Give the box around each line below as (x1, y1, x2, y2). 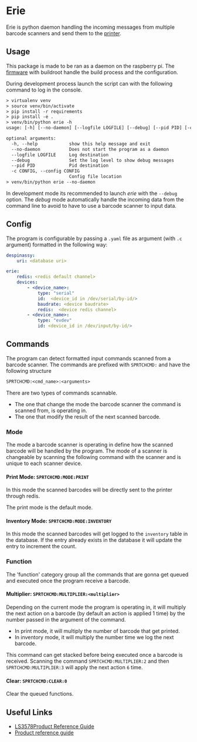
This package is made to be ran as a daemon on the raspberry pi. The (6, 62, 175, 69)
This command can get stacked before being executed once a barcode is (6, 651, 183, 658)
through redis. (6, 493, 40, 500)
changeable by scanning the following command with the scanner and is (6, 454, 182, 461)
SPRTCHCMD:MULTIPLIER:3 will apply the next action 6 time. (6, 663, 143, 670)
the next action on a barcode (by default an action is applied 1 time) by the (6, 609, 185, 617)
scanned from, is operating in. (14, 407, 87, 414)
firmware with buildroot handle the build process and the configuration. (6, 69, 178, 76)
